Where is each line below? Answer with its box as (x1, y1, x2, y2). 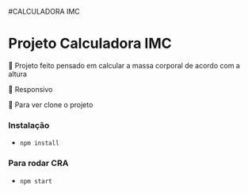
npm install (19, 139, 59, 148)
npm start (19, 177, 53, 185)
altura (8, 69, 28, 79)
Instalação (8, 119, 50, 130)
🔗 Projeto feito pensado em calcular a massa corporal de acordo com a (8, 60, 240, 70)
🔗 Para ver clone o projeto (8, 99, 93, 110)
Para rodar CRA (8, 158, 69, 169)
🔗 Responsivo (8, 84, 53, 94)
